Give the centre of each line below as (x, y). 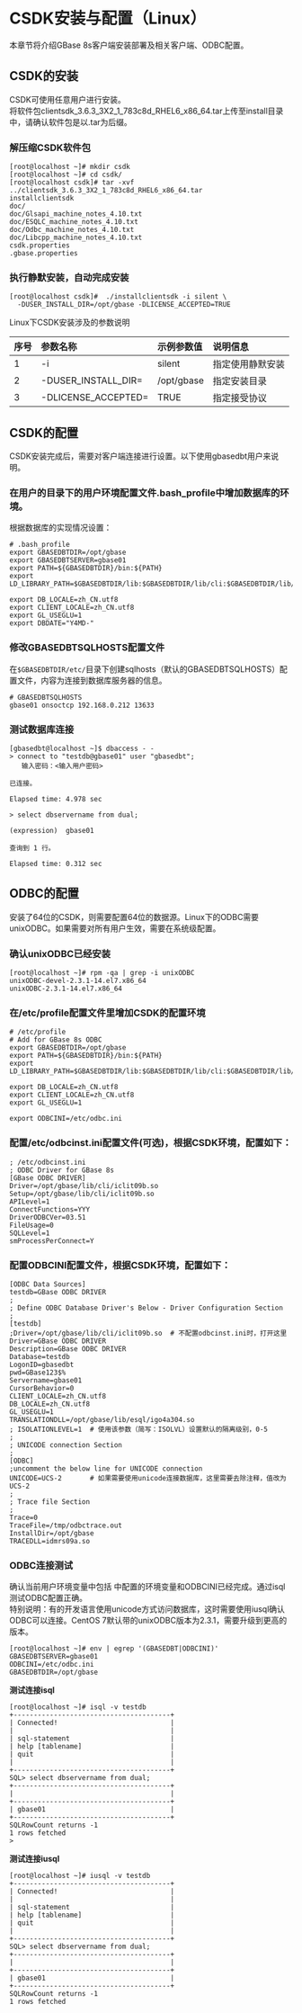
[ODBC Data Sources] (48, 1284)
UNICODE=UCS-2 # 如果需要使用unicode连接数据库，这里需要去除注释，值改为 (148, 1479)
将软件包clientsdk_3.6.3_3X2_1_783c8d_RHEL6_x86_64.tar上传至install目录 (147, 111)
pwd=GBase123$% (38, 1373)
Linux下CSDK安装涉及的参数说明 (70, 322)
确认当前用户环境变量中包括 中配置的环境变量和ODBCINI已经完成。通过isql (147, 1587)
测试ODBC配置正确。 (49, 1598)
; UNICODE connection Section (66, 1445)
